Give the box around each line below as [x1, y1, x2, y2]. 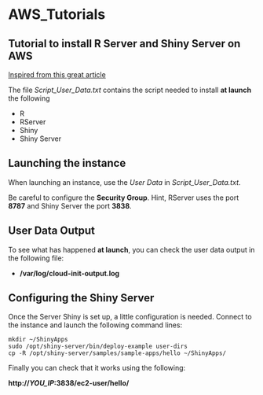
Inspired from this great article [8, 70, 106, 79]
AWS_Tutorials [8, 6, 106, 24]
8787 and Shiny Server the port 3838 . [8, 201, 132, 210]
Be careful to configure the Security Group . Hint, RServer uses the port [8, 193, 239, 202]
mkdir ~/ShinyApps [8, 336, 68, 344]
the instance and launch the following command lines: [8, 320, 183, 330]
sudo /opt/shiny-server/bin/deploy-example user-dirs [8, 342, 188, 351]
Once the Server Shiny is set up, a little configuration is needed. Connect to [8, 312, 253, 322]
